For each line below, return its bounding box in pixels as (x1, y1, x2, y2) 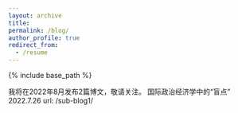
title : (8, 19, 30, 27)
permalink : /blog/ (8, 26, 69, 34)
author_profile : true (8, 33, 80, 42)
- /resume (15, 49, 48, 56)
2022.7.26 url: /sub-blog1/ (8, 96, 94, 105)
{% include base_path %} (8, 71, 92, 80)
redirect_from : (8, 41, 59, 49)
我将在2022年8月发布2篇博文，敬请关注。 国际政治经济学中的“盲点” (8, 87, 231, 96)
